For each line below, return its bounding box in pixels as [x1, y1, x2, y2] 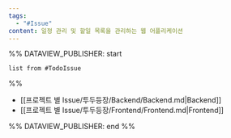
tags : [8, 11, 27, 20]
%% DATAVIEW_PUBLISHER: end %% [8, 122, 135, 132]
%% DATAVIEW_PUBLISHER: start [8, 49, 122, 59]
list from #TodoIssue [8, 65, 82, 73]
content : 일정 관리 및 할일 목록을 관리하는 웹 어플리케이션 [8, 27, 184, 35]
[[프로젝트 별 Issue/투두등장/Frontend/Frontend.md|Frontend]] [19, 106, 225, 115]
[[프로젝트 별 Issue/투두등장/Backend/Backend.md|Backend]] [19, 95, 221, 105]
